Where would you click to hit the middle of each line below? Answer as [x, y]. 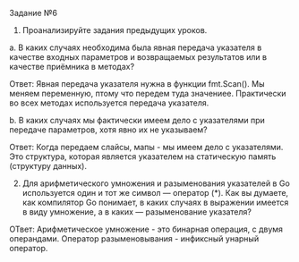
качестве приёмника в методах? [72, 67]
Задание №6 [34, 13]
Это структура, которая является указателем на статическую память [143, 156]
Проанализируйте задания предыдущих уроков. [115, 30]
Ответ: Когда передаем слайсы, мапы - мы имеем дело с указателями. [146, 147]
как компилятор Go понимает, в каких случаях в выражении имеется [155, 202]
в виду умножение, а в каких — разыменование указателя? [137, 212]
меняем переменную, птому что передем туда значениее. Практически [148, 93]
